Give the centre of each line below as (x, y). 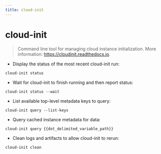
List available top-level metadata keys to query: (61, 101)
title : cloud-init (24, 10)
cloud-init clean (23, 147)
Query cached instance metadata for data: (56, 119)
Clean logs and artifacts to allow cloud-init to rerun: (66, 138)
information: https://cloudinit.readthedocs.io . (64, 54)
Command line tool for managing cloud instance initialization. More (87, 49)
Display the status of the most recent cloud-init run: (66, 64)
